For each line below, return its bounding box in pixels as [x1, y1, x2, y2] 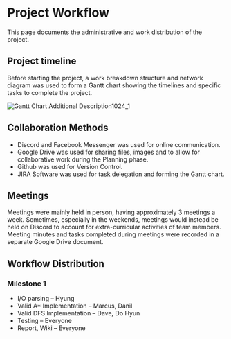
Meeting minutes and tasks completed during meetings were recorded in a [7, 230, 220, 238]
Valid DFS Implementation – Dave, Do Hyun [17, 309, 140, 318]
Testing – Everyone [17, 317, 73, 325]
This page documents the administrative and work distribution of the [7, 28, 203, 36]
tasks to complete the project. [7, 88, 93, 96]
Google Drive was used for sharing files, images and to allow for [17, 148, 201, 156]
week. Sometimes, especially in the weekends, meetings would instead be [7, 216, 219, 224]
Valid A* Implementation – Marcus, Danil [17, 302, 133, 310]
